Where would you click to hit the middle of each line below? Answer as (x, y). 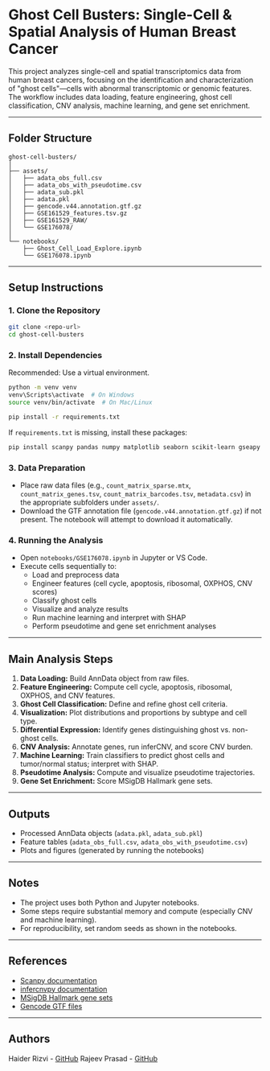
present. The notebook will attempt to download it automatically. (126, 520)
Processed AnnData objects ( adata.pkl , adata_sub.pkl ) (111, 834)
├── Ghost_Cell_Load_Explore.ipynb (82, 248)
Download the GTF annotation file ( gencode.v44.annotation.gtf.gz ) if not (141, 511)
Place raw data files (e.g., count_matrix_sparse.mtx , (105, 485)
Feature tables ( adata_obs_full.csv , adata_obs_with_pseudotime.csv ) (134, 842)
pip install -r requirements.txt (64, 417)
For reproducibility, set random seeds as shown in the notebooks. (128, 928)
